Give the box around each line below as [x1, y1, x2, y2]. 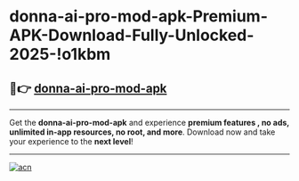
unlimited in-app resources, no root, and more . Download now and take [9, 127, 276, 137]
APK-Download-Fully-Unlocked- [9, 25, 255, 45]
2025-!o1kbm [9, 45, 111, 64]
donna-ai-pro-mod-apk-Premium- [9, 6, 269, 27]
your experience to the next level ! [9, 136, 133, 146]
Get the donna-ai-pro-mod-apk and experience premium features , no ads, [9, 118, 290, 128]
